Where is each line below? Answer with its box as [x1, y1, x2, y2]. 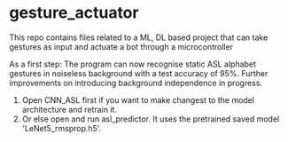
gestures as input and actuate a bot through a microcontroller [9, 41, 233, 51]
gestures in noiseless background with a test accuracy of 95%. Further [9, 67, 269, 78]
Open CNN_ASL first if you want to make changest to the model [21, 94, 255, 105]
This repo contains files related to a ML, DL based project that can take [9, 32, 269, 43]
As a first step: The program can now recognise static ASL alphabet [9, 59, 257, 69]
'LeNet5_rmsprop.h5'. [21, 122, 102, 133]
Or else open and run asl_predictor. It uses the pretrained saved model [21, 114, 280, 124]
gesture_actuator [9, 3, 139, 23]
